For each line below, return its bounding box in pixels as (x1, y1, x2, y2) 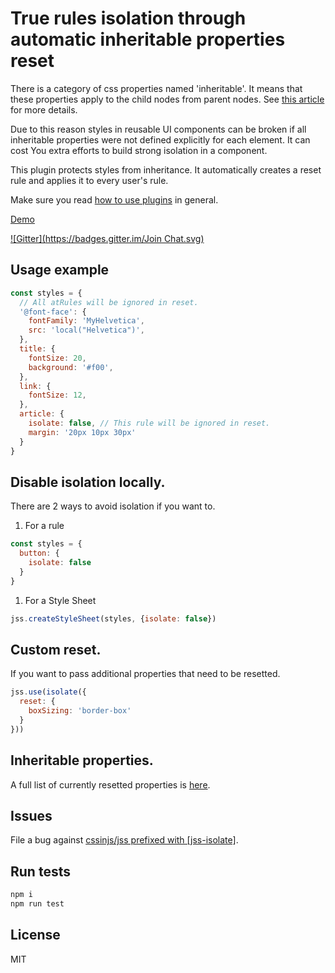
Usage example (10, 262, 110, 279)
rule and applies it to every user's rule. (10, 174, 169, 186)
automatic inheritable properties (10, 28, 286, 51)
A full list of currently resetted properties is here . (10, 778, 211, 791)
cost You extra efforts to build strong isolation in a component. (10, 144, 268, 156)
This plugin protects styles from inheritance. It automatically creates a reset (10, 163, 322, 176)
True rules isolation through (10, 7, 247, 30)
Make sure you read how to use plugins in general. (10, 193, 219, 206)
